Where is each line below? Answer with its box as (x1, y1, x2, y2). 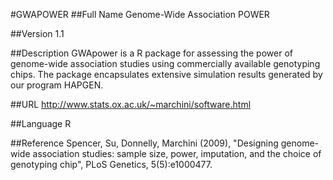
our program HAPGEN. (10, 79, 104, 91)
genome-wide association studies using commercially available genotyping (10, 58, 321, 69)
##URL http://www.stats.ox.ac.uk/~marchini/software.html (10, 99, 252, 110)
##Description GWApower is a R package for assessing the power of (10, 47, 293, 59)
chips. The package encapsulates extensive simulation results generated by (10, 69, 323, 80)
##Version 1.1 (10, 28, 65, 39)
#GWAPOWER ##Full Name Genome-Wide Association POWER (10, 9, 270, 20)
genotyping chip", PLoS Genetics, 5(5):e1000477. (10, 159, 213, 170)
